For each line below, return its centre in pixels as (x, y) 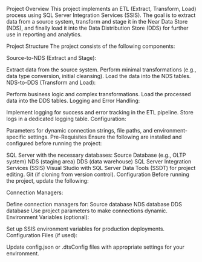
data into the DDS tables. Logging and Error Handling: (73, 100)
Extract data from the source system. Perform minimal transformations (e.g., (101, 70)
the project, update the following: (47, 181)
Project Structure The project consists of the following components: (91, 46)
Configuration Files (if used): (42, 235)
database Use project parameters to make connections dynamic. (87, 211)
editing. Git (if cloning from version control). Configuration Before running (98, 174)
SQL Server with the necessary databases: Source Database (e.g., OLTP (96, 155)
